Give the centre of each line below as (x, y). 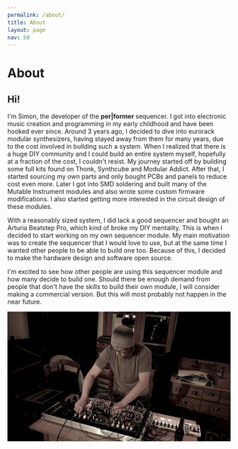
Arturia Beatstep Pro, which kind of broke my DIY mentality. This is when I (115, 228)
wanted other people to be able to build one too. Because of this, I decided (117, 251)
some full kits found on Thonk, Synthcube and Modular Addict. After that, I (116, 169)
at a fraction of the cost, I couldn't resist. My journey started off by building (117, 161)
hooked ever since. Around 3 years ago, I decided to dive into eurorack (111, 132)
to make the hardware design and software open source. (90, 258)
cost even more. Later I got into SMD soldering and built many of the (107, 184)
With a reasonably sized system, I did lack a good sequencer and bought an (118, 220)
